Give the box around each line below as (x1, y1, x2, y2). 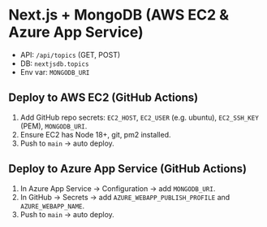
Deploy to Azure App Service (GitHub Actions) (8, 162, 248, 176)
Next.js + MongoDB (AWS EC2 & (8, 6, 230, 24)
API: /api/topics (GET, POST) (19, 50, 121, 59)
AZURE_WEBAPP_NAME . (19, 201, 85, 211)
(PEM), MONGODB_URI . (19, 120, 88, 131)
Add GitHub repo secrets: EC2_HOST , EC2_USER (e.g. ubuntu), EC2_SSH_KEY (19, 112, 260, 122)
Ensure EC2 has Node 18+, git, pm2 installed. (19, 129, 172, 139)
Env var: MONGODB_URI (19, 67, 90, 76)
